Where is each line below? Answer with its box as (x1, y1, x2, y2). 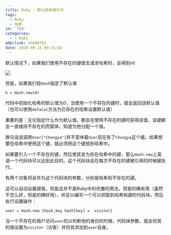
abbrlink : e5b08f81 (5, 41, 47, 46)
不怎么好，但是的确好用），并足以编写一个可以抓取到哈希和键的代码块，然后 (5, 191, 164, 198)
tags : (5, 12, 17, 17)
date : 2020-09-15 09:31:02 (5, 45, 63, 50)
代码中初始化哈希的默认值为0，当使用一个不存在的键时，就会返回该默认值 (5, 99, 160, 106)
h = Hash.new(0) (5, 90, 40, 95)
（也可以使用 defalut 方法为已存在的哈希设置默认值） (5, 106, 116, 112)
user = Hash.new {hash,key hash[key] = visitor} (5, 208, 113, 213)
